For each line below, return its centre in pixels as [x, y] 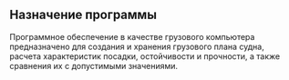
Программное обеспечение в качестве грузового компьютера [132, 36]
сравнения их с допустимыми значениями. [94, 65]
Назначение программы [83, 15]
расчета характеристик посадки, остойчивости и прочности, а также [145, 56]
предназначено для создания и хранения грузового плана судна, [137, 46]
